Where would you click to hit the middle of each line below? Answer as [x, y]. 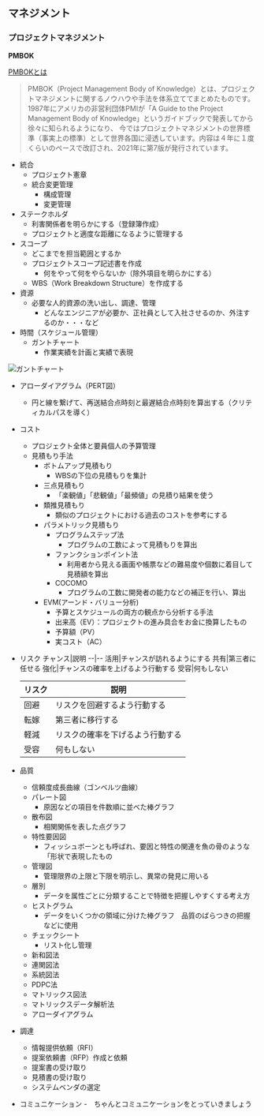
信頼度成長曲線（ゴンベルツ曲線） [87, 787]
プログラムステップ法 [89, 534]
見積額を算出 [87, 574]
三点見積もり [64, 485]
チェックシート [56, 935]
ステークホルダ [44, 214]
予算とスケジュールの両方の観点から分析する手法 [134, 612]
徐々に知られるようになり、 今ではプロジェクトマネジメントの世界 [136, 128]
